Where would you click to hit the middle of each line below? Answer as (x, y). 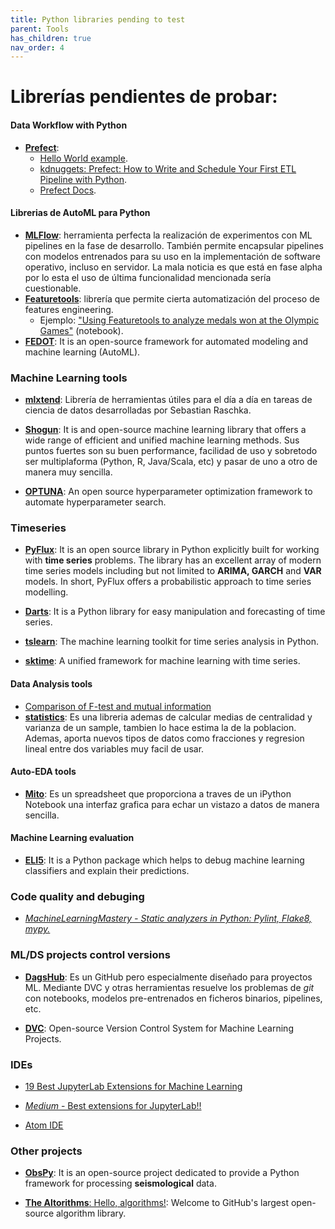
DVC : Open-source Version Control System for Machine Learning (159, 1028)
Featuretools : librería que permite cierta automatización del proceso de (172, 298)
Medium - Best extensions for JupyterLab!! (113, 1105)
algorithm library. (91, 1213)
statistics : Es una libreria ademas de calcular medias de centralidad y (168, 717)
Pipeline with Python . (83, 179)
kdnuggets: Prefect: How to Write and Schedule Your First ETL (168, 168)
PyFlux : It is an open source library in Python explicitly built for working (172, 550)
